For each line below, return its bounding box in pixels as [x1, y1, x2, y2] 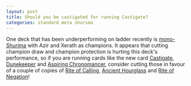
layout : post [6, 8, 38, 15]
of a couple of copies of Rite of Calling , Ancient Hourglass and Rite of [6, 67, 175, 74]
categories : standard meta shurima [6, 19, 93, 25]
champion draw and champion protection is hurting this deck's [6, 48, 158, 55]
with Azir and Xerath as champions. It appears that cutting [27, 42, 169, 49]
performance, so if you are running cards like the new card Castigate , [6, 54, 175, 62]
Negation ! [6, 73, 30, 80]
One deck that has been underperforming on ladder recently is [6, 36, 158, 43]
